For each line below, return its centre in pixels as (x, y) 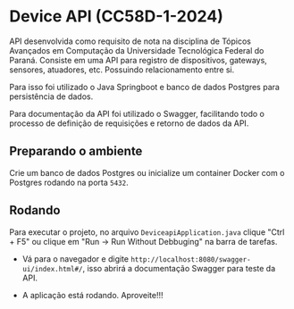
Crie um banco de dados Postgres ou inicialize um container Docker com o (147, 172)
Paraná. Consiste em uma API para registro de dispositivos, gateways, (139, 60)
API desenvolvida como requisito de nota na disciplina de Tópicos (130, 41)
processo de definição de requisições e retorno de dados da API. (129, 123)
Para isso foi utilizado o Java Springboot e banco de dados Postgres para (144, 87)
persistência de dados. (51, 96)
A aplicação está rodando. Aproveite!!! (92, 295)
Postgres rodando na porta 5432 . (69, 182)
